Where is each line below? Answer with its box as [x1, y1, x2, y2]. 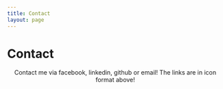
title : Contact [7, 10, 51, 17]
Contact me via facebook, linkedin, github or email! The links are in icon [14, 68, 217, 77]
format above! [95, 76, 135, 84]
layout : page [7, 16, 45, 23]
